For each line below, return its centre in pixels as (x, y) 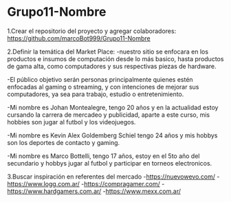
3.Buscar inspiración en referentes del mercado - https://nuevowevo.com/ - (113, 177)
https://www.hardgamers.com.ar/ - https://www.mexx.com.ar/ (94, 191)
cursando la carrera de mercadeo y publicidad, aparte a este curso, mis (109, 115)
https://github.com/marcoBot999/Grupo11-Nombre (79, 38)
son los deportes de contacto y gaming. (64, 142)
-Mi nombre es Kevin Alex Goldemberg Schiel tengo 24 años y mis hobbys (112, 135)
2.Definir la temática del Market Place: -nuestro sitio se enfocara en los (108, 52)
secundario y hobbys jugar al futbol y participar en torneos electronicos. (110, 163)
